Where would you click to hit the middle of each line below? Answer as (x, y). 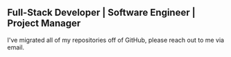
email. (16, 47)
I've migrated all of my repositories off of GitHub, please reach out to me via (115, 40)
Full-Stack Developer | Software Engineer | (101, 13)
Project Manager (44, 24)
